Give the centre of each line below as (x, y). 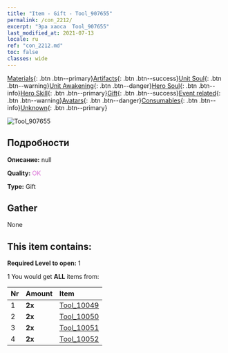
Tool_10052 (79, 339)
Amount (39, 293)
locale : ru (23, 39)
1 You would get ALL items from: (53, 277)
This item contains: (49, 246)
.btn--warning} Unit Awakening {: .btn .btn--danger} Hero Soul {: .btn (102, 85)
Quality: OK (24, 173)
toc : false (23, 53)
